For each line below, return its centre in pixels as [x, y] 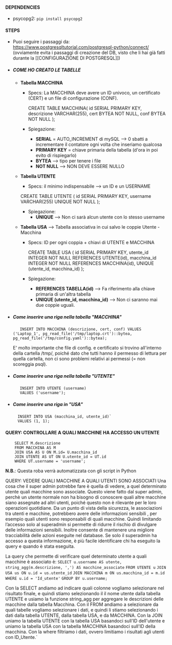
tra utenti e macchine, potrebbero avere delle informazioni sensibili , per [81, 513]
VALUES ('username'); [43, 393]
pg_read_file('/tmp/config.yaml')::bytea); [60, 338]
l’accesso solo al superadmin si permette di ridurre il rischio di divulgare [81, 525]
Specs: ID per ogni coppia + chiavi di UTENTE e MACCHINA [91, 243]
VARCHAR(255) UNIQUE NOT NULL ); [60, 202]
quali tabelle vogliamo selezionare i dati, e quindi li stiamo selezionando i [82, 610]
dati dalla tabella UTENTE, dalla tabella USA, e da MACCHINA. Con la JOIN [84, 615]
